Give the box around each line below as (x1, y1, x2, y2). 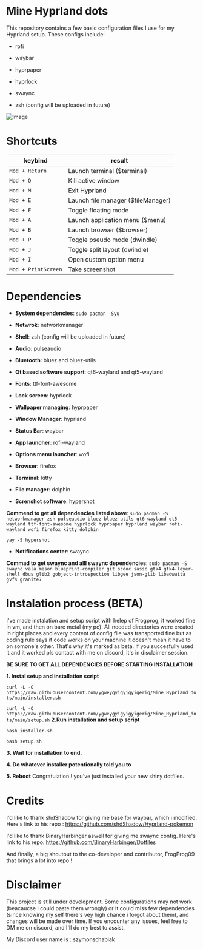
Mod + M (9, 187, 32, 194)
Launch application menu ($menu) (68, 215, 167, 224)
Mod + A (9, 217, 32, 223)
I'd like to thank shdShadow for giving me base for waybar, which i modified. (6, 814, 198, 821)
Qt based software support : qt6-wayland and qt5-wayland (15, 368, 164, 376)
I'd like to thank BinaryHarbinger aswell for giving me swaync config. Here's (6, 832, 196, 839)
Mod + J (9, 246, 32, 253)
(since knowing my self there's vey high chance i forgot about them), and (6, 911, 189, 918)
